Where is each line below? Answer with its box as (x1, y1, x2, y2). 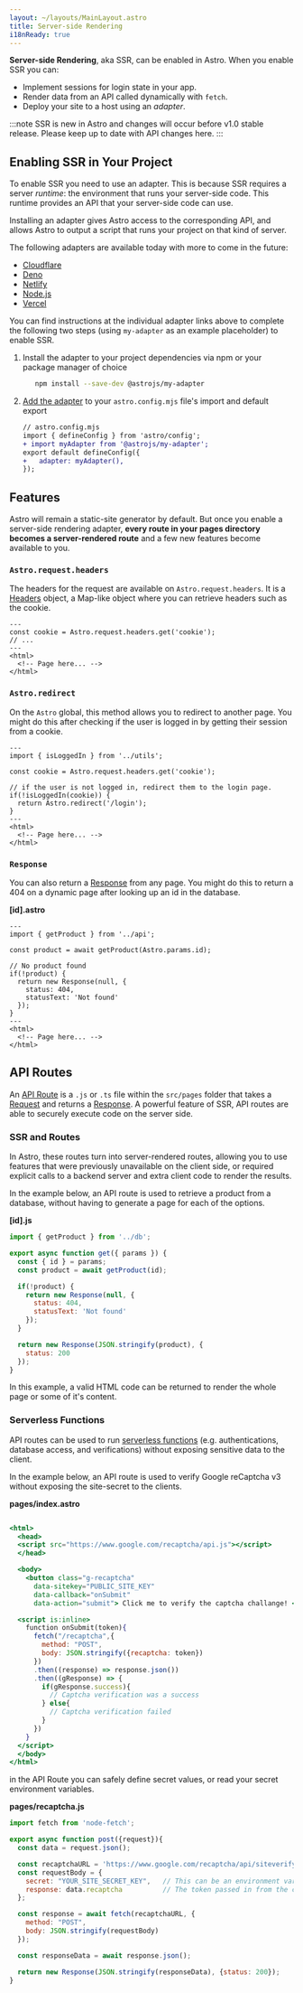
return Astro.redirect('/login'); (17, 799, 147, 808)
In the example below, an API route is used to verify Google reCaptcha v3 (9, 1471, 281, 1482)
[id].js (9, 1215, 32, 1226)
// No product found (9, 961, 87, 971)
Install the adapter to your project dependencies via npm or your (22, 352, 262, 363)
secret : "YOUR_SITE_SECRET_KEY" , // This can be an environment (25, 1876, 280, 1885)
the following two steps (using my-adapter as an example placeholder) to (9, 325, 279, 336)
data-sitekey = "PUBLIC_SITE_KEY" (32, 1582, 155, 1591)
